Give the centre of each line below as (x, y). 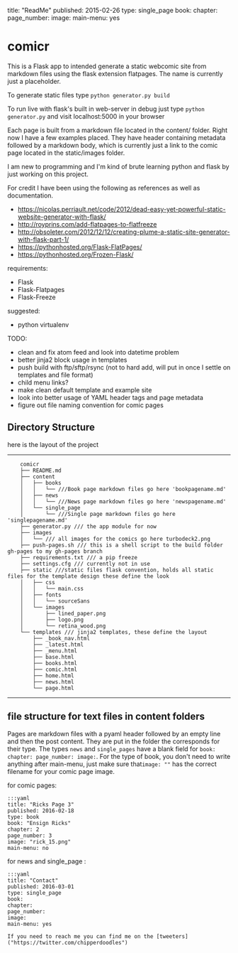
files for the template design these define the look (89, 576)
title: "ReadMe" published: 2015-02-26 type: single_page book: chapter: (113, 10)
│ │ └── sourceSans (55, 601)
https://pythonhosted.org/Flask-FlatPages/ (80, 247)
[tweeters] (172, 936)
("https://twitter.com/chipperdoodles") (68, 942)
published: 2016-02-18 (41, 811)
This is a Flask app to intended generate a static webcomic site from (107, 66)
